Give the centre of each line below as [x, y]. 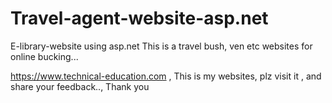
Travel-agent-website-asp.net [139, 18]
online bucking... [44, 56]
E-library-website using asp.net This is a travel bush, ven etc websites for [161, 46]
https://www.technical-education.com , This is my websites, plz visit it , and [166, 76]
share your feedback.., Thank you [80, 86]
